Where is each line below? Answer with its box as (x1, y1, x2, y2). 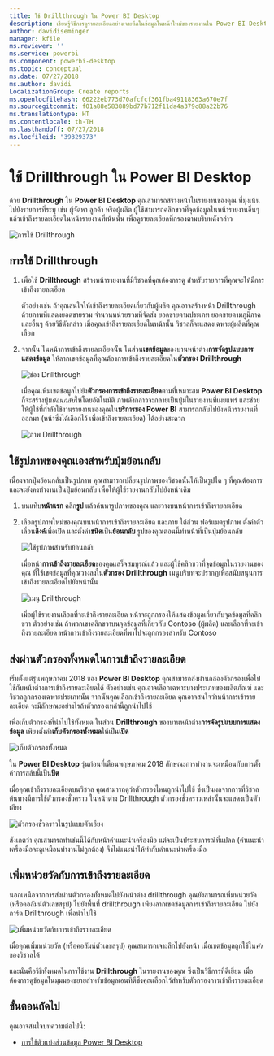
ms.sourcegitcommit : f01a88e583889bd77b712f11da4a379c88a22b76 (9, 102, 228, 111)
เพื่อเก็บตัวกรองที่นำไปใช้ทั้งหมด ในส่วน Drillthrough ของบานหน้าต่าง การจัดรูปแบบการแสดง (9, 717, 261, 727)
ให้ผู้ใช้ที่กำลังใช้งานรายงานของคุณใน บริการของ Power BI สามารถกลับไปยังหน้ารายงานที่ (20, 404, 259, 415)
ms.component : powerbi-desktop (9, 58, 115, 66)
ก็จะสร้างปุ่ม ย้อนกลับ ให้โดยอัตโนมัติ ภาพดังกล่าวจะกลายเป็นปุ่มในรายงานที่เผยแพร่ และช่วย (20, 395, 260, 405)
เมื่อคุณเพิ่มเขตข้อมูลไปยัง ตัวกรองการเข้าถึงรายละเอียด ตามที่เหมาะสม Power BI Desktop (20, 386, 263, 396)
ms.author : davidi (9, 80, 72, 88)
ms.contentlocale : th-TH (9, 118, 94, 126)
